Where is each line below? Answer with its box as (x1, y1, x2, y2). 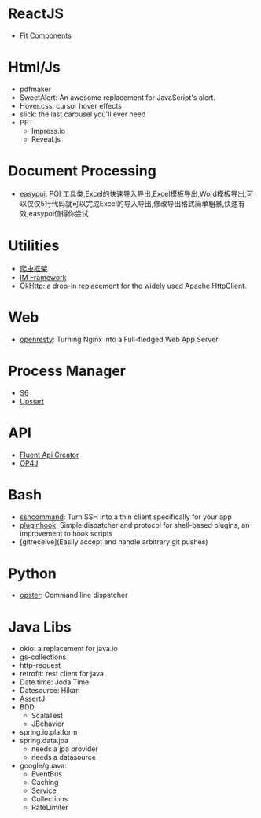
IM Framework (19, 272, 67, 282)
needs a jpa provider (31, 744, 98, 754)
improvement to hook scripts (19, 529, 113, 538)
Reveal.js (31, 134, 61, 144)
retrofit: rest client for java (19, 669, 105, 679)
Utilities (8, 237, 60, 254)
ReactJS (8, 5, 64, 23)
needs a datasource (31, 753, 97, 762)
